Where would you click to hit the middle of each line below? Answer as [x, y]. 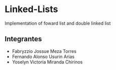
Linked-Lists [32, 9]
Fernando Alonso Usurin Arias [43, 56]
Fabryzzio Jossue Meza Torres [44, 51]
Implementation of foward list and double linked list [58, 23]
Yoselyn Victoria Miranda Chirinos [47, 62]
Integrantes [23, 39]
